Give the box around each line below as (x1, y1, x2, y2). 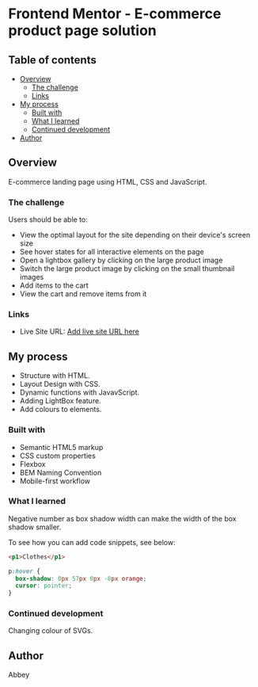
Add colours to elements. (19, 405, 102, 414)
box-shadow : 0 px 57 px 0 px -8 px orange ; (15, 574, 147, 582)
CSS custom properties (19, 451, 97, 460)
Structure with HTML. (19, 371, 90, 380)
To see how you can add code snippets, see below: (8, 537, 176, 547)
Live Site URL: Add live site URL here (19, 326, 140, 337)
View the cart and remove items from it (19, 289, 147, 299)
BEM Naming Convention (19, 468, 102, 477)
